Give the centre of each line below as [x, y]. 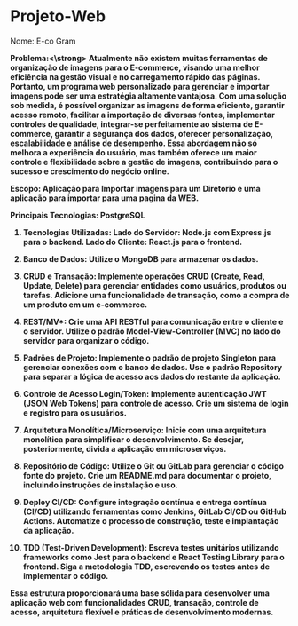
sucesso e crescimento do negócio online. [90, 171]
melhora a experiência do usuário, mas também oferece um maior [133, 152]
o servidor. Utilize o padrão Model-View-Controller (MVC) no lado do [152, 331]
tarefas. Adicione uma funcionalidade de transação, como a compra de [156, 295]
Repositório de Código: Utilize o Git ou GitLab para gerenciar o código [153, 466]
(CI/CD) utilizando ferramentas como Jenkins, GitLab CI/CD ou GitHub [155, 511]
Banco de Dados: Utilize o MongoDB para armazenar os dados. [141, 258]
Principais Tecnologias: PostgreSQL [78, 215]
